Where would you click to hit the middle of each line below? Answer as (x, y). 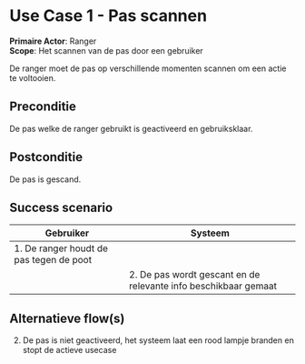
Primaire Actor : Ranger (53, 41)
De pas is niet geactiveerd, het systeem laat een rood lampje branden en (158, 340)
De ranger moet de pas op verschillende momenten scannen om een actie (148, 68)
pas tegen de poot (53, 260)
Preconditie (43, 107)
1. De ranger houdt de (61, 248)
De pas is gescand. (45, 179)
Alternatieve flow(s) (67, 318)
